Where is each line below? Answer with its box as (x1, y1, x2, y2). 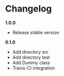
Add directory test (12, 54, 50, 60)
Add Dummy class (12, 59, 50, 65)
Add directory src (12, 49, 49, 55)
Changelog (5, 3, 52, 15)
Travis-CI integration (12, 65, 55, 71)
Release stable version (12, 29, 59, 35)
